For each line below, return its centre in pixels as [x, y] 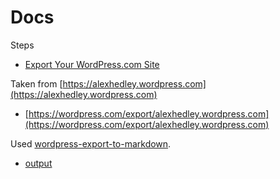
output [38, 163]
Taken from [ [36, 83]
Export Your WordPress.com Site [92, 64]
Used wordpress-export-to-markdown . [91, 143]
